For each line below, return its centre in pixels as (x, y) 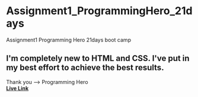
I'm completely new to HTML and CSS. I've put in (98, 58)
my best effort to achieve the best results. (85, 68)
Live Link (17, 88)
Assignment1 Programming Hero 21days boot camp (69, 40)
